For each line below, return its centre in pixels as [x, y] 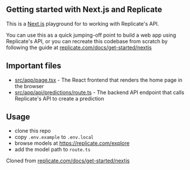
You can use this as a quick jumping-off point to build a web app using [91, 35]
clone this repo [33, 131]
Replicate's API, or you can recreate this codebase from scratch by [87, 41]
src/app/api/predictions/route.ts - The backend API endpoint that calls [99, 92]
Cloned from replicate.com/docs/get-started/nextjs [68, 161]
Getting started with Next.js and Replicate [84, 10]
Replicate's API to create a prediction [59, 98]
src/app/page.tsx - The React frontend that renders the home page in [99, 80]
